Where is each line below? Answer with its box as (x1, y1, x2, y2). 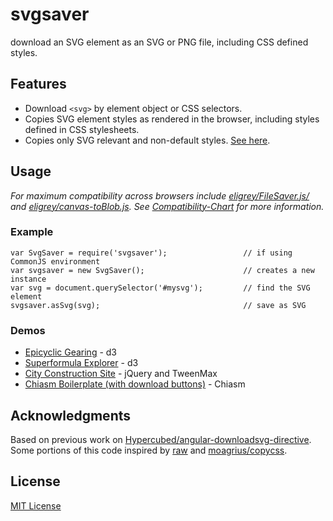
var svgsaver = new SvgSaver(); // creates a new (10, 265, 315, 275)
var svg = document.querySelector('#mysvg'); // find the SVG (10, 283, 311, 293)
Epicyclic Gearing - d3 (24, 346, 118, 358)
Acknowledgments (10, 407, 132, 424)
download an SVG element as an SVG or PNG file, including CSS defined (10, 36, 309, 48)
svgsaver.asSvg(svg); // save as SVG (10, 300, 307, 310)
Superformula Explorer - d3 (24, 357, 139, 369)
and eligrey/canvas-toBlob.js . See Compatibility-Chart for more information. (10, 200, 325, 212)
